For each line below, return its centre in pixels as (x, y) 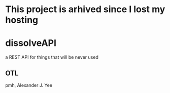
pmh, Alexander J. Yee (29, 85)
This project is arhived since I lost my (85, 9)
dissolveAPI (31, 43)
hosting (22, 20)
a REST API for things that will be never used (52, 57)
